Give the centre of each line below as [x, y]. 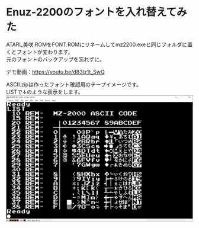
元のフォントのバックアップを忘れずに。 [55, 59]
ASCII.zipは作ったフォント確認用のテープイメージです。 [74, 84]
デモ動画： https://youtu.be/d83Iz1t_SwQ [55, 72]
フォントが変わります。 [45, 52]
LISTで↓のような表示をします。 [45, 92]
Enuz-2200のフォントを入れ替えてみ [97, 12]
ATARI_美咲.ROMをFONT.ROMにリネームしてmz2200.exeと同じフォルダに [97, 44]
